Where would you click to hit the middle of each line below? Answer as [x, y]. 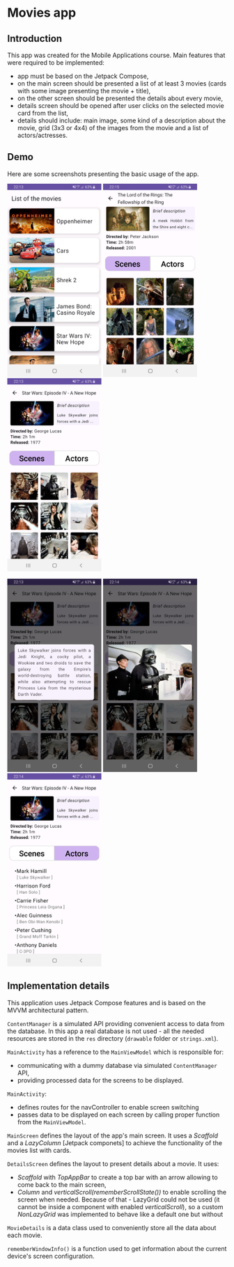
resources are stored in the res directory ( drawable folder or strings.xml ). [113, 1038]
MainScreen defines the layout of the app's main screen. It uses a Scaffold [112, 1135]
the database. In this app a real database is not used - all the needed [106, 1031]
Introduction [35, 39]
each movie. [25, 1235]
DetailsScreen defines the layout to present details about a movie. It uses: [113, 1163]
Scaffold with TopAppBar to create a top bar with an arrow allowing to [117, 1177]
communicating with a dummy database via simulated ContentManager [117, 1065]
